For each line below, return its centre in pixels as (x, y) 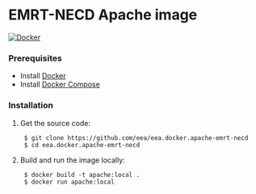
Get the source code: (55, 123)
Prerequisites (35, 58)
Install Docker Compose (60, 84)
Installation (31, 105)
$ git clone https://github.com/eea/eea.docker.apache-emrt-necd (136, 138)
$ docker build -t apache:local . (82, 175)
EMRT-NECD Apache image (103, 15)
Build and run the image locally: (72, 160)
